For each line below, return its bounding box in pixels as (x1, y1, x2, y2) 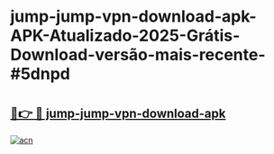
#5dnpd (10, 64, 70, 85)
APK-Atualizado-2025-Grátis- (10, 25, 241, 46)
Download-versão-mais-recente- (10, 45, 266, 65)
